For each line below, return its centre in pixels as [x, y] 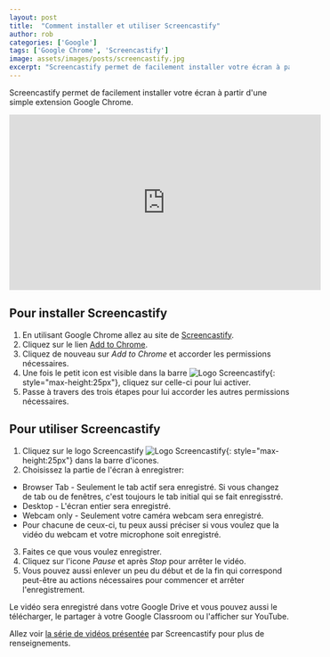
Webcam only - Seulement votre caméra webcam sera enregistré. [143, 515]
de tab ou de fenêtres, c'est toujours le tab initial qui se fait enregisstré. [153, 497]
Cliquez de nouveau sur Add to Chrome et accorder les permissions [146, 354]
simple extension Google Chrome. [71, 102]
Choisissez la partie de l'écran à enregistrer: [103, 470]
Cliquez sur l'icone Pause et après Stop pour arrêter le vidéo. [134, 561]
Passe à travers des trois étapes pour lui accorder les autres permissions [156, 391]
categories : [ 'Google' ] [53, 42]
